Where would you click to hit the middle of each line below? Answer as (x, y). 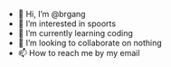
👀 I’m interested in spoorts (66, 24)
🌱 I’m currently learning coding (76, 33)
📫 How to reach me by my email (79, 53)
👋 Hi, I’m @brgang (52, 14)
